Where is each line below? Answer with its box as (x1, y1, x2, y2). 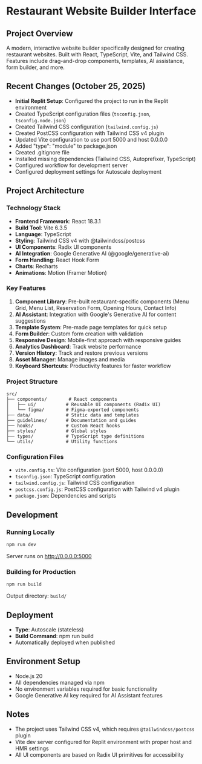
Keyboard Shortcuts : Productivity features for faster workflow (15, 362, 171, 369)
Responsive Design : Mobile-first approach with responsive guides (15, 336, 181, 343)
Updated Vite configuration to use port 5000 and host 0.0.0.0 (15, 136, 168, 143)
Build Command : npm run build (15, 632, 94, 639)
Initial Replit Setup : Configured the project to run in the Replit (15, 97, 168, 104)
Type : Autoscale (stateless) (15, 625, 84, 633)
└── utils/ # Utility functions (6, 439, 118, 445)
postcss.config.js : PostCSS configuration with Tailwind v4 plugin (15, 486, 180, 493)
